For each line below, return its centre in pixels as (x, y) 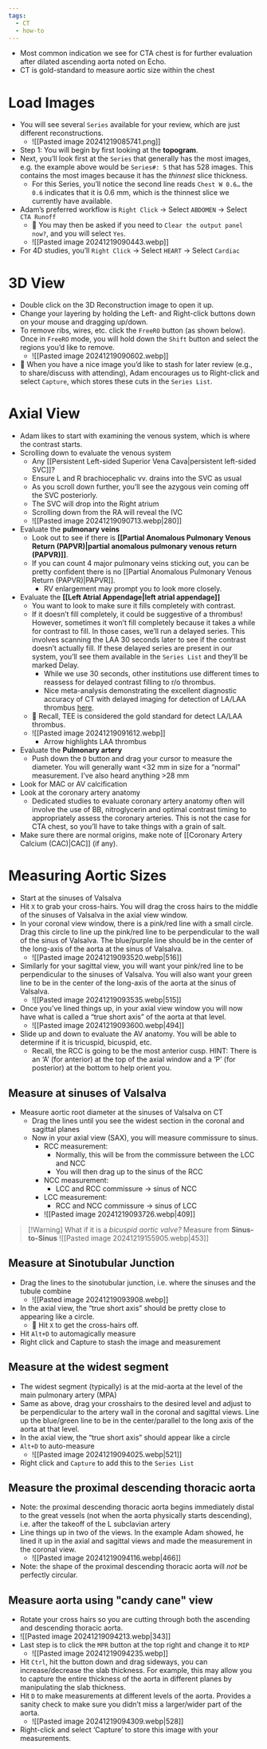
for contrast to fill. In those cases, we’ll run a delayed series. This (138, 631)
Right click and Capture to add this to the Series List (107, 1463)
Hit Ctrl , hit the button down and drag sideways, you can (114, 1662)
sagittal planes (55, 1129)
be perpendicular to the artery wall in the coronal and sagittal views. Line (139, 1412)
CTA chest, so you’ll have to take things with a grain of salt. (129, 827)
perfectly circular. (49, 1575)
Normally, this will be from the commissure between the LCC (155, 1154)
